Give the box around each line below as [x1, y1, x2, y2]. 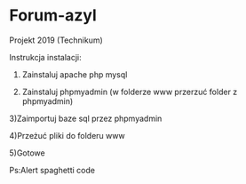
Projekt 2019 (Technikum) [9, 35, 104, 45]
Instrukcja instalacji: [9, 52, 82, 62]
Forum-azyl [9, 5, 98, 26]
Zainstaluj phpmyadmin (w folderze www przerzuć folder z [21, 86, 238, 97]
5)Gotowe [9, 148, 46, 158]
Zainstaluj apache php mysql [21, 68, 128, 80]
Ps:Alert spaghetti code [9, 164, 96, 175]
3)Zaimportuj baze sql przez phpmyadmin [9, 113, 163, 124]
